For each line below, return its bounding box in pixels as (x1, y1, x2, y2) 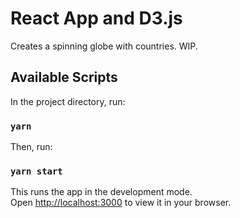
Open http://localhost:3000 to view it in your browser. (10, 197, 232, 209)
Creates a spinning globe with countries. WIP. (10, 40, 198, 52)
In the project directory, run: (10, 95, 126, 107)
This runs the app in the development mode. (10, 186, 193, 198)
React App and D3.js (10, 7, 183, 30)
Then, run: (10, 141, 53, 153)
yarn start (10, 165, 63, 177)
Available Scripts (10, 69, 118, 86)
